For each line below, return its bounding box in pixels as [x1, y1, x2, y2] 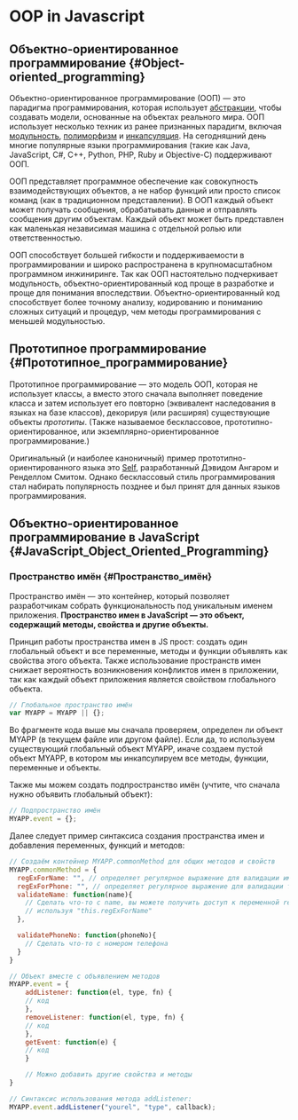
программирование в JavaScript [9, 530, 200, 545]
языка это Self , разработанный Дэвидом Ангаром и [82, 461, 279, 472]
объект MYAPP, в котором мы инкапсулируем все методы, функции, [9, 753, 269, 764]
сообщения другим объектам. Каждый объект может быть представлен [9, 214, 285, 224]
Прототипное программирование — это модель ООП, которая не [9, 379, 259, 390]
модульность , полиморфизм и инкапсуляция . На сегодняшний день [9, 130, 267, 141]
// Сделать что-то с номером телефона [25, 939, 169, 948]
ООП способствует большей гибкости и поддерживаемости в [9, 250, 245, 260]
